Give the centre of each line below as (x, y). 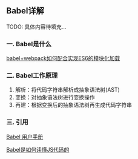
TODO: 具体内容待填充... (36, 27)
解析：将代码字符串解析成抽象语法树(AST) (67, 90)
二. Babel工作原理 (32, 76)
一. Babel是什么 (29, 44)
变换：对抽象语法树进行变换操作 (55, 97)
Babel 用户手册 (25, 137)
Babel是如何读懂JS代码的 (38, 149)
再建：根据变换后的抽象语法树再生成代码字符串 (73, 105)
